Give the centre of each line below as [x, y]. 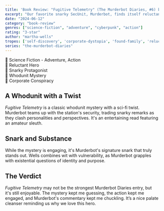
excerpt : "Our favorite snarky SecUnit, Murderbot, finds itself [73, 14]
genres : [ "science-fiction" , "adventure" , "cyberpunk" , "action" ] [74, 28]
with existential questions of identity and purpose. [55, 161]
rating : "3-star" [23, 32]
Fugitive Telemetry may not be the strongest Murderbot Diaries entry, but [79, 188]
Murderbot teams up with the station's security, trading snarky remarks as [80, 113]
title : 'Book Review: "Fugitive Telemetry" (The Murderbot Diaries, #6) [81, 10]
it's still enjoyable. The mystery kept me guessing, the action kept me [75, 193]
